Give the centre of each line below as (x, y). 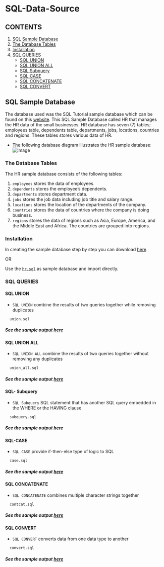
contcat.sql (22, 504)
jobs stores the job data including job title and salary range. (73, 199)
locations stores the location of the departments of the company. (79, 205)
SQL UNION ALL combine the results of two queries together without (80, 354)
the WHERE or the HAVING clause (47, 408)
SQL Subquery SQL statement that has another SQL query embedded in (84, 402)
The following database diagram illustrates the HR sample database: (82, 145)
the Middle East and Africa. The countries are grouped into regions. (81, 226)
